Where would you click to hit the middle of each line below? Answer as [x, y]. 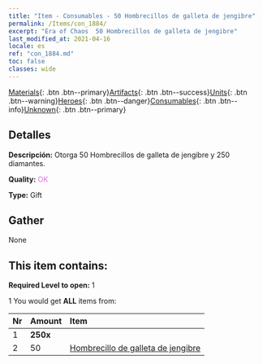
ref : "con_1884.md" [41, 54]
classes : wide [32, 69]
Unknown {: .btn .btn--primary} [75, 109]
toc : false [27, 62]
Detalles [30, 135]
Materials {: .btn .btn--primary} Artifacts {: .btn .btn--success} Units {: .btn [128, 92]
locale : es [27, 46]
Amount [46, 321]
